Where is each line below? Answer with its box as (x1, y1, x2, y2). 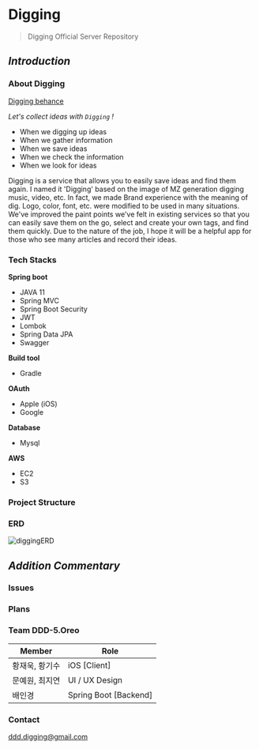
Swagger (19, 337, 50, 347)
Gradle (19, 368, 42, 378)
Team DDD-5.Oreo (8, 625, 81, 636)
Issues (8, 582, 35, 593)
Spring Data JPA (19, 329, 73, 339)
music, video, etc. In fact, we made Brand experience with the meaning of (8, 192, 249, 202)
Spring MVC (19, 295, 60, 305)
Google (19, 407, 44, 416)
